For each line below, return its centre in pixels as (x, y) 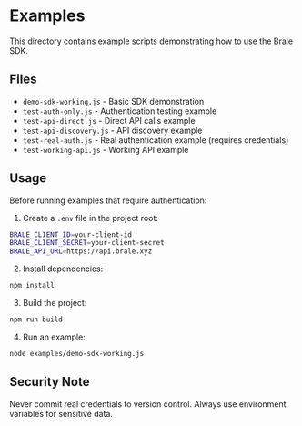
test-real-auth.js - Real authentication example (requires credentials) (156, 140)
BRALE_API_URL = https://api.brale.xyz (81, 251)
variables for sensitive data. (61, 413)
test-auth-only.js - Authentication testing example (120, 111)
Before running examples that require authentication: (108, 200)
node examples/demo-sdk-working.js (77, 353)
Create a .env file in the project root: (91, 218)
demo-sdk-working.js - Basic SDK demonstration (113, 101)
